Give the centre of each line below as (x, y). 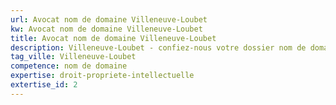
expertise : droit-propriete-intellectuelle (102, 76)
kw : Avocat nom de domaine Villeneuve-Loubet (106, 29)
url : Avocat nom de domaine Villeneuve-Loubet (109, 19)
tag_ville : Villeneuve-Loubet (73, 57)
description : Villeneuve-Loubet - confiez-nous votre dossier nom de (158, 47)
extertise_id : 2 (44, 85)
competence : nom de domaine (69, 66)
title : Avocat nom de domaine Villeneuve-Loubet (113, 38)
